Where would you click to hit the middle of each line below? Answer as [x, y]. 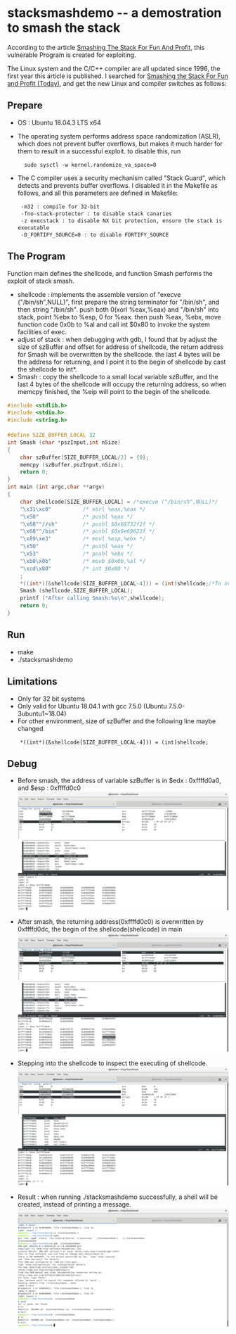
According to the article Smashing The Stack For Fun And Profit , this [106, 47]
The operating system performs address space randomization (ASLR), [119, 136]
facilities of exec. [42, 331]
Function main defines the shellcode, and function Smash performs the [110, 273]
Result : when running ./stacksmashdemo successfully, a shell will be [117, 1197]
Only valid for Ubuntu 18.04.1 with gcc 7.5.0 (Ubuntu [92, 706]
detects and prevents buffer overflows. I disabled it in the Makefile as [117, 185]
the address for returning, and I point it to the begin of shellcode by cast [122, 362]
